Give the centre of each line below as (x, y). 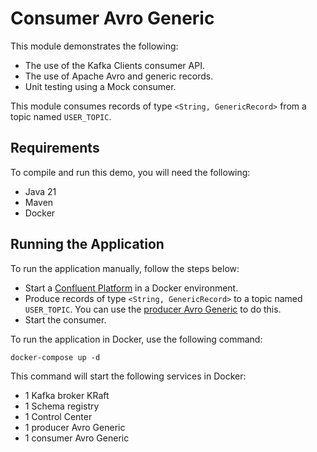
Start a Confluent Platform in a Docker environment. (131, 288)
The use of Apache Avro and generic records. (119, 76)
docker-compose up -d (55, 357)
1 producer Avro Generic (75, 427)
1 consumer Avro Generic (77, 438)
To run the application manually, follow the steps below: (125, 268)
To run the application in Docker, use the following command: (136, 339)
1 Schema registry (62, 406)
